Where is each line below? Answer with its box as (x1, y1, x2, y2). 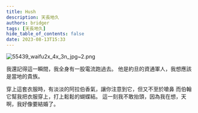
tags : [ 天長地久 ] (6, 25, 46, 32)
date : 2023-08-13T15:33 (6, 36, 66, 42)
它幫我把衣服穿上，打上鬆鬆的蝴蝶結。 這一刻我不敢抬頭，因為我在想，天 (6, 93, 187, 100)
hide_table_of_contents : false (6, 31, 85, 37)
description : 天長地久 (6, 14, 59, 20)
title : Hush (6, 8, 36, 15)
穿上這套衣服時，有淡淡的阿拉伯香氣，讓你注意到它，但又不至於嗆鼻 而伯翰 (6, 85, 192, 93)
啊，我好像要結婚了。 (6, 100, 59, 108)
